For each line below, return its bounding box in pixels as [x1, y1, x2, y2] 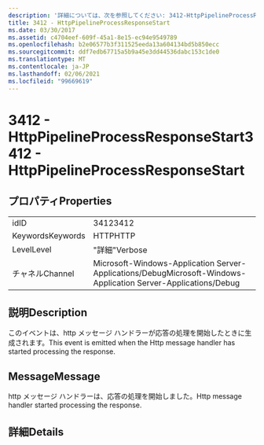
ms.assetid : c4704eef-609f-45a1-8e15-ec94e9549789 [8, 33, 178, 42]
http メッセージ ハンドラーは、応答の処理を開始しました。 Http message [8, 392, 242, 401]
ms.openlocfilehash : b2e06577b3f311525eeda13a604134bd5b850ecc [8, 41, 220, 49]
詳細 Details [8, 425, 64, 439]
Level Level [12, 244, 52, 255]
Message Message [8, 370, 101, 383]
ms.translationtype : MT [8, 56, 86, 64]
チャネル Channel [12, 268, 75, 279]
